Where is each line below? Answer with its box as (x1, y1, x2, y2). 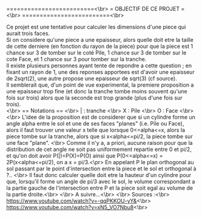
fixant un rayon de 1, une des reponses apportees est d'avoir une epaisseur (6, 68, 195, 75)
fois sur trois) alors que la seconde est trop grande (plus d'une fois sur (6, 94, 183, 101)
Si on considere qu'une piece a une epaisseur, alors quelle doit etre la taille (6, 36, 194, 43)
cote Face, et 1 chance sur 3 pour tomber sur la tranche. (6, 56, 147, 62)
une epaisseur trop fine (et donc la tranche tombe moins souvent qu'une (6, 88, 187, 95)
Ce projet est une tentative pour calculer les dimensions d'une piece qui (6, 24, 186, 30)
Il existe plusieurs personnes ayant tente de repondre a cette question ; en (6, 62, 192, 69)
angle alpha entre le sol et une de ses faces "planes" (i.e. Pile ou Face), (6, 120, 184, 127)
